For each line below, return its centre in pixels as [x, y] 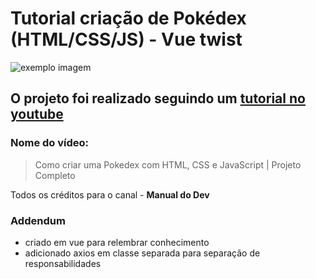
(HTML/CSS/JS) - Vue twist [126, 39]
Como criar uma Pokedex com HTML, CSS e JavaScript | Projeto [168, 164]
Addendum [38, 220]
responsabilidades [63, 263]
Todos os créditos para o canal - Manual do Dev [110, 194]
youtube [37, 114]
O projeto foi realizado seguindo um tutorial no [158, 98]
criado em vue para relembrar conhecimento [117, 242]
